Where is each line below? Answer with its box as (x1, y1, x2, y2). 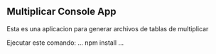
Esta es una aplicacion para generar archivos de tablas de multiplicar (6, 24, 209, 33)
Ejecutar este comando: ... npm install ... (6, 38, 124, 47)
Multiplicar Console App (6, 6, 117, 18)
